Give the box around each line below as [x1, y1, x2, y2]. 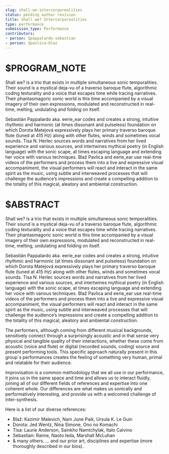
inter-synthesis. [5, 396, 38, 402]
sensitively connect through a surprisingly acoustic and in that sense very [5, 332, 159, 339]
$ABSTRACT [5, 199, 60, 210]
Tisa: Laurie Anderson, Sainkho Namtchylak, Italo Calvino [12, 427, 133, 433]
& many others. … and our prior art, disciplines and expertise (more [12, 438, 153, 444]
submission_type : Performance [5, 26, 69, 32]
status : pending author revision [5, 12, 76, 17]
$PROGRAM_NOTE [5, 62, 87, 74]
